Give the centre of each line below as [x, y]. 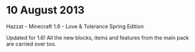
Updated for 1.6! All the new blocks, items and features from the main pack [97, 37]
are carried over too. [31, 44]
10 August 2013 [45, 10]
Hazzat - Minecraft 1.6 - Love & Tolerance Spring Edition [75, 26]
